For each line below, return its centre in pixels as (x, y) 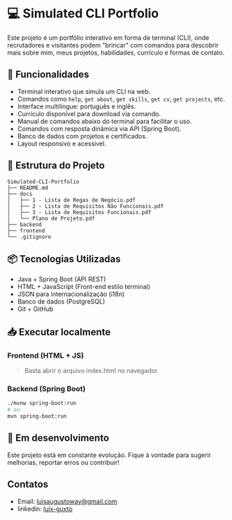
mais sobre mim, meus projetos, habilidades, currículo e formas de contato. (116, 52)
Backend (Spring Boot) (46, 388)
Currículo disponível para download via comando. (89, 113)
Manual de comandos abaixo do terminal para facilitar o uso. (104, 121)
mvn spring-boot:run (37, 416)
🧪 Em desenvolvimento (58, 438)
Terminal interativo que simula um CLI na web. (84, 91)
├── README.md (28, 188)
